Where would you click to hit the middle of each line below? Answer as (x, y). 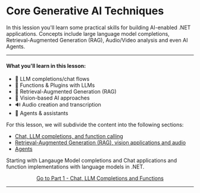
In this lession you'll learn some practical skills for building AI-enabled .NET (99, 27)
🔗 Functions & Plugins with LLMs (55, 85)
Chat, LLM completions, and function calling (69, 136)
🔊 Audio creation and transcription (58, 105)
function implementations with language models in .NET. (75, 167)
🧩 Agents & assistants (41, 113)
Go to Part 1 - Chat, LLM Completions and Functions (100, 178)
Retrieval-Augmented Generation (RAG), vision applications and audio (100, 143)
